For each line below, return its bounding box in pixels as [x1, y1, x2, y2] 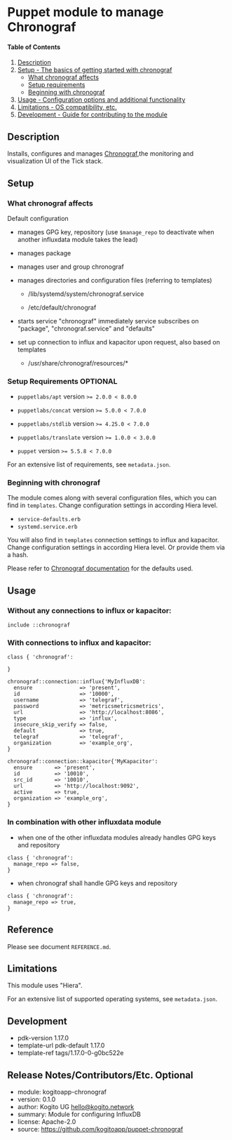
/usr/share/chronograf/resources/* [27, 358, 128, 367]
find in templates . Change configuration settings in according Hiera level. [7, 501, 218, 509]
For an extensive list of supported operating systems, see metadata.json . [7, 995, 218, 1003]
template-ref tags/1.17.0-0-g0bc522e [17, 1049, 124, 1057]
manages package [17, 248, 71, 257]
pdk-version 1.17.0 [17, 1034, 69, 1042]
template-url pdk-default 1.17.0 [17, 1041, 105, 1050]
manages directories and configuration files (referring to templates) [17, 276, 212, 284]
